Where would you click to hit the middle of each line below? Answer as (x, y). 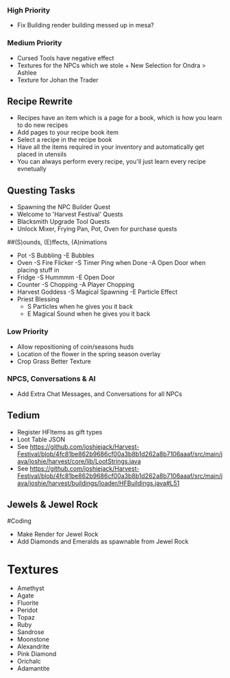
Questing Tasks (41, 190)
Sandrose (30, 632)
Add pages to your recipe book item (67, 132)
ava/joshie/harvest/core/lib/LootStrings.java (79, 461)
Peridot (27, 610)
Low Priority (28, 331)
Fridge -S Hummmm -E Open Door (66, 277)
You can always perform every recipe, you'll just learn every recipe (112, 162)
